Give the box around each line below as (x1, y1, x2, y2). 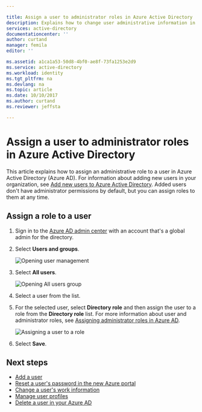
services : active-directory (6, 25, 77, 31)
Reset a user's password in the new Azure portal (14, 380, 136, 387)
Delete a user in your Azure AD (14, 399, 92, 407)
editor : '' (6, 48, 34, 54)
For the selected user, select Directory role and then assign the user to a (14, 303, 196, 311)
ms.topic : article (6, 87, 52, 93)
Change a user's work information (14, 386, 100, 393)
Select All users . (14, 268, 57, 275)
